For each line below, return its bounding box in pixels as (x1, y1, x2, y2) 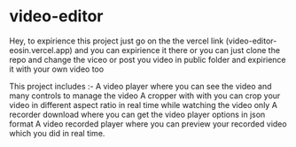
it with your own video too (9, 64, 105, 74)
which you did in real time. (9, 128, 105, 138)
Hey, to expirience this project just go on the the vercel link (9, 35, 224, 46)
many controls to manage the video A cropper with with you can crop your (9, 90, 281, 101)
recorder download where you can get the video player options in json (9, 109, 266, 120)
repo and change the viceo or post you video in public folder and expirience (9, 54, 286, 65)
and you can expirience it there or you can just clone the (74, 44, 281, 55)
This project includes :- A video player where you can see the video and (9, 81, 272, 91)
